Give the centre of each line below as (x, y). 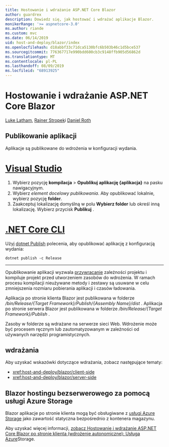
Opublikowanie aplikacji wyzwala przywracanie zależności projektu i (76, 272)
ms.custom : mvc (21, 33)
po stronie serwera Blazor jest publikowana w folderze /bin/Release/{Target (83, 309)
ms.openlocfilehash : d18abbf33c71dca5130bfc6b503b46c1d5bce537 (73, 47)
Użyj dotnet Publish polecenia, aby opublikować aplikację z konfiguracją (80, 243)
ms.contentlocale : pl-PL (31, 61)
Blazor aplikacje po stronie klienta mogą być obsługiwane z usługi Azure (80, 413)
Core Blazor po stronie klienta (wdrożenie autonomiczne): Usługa (73, 434)
